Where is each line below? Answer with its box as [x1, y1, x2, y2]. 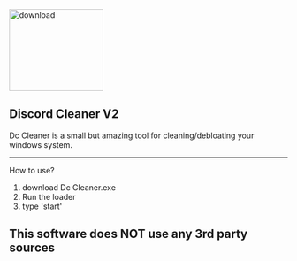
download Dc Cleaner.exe [21, 181, 117, 193]
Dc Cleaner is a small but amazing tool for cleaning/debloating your [9, 130, 255, 141]
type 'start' [21, 201, 63, 211]
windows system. [9, 139, 73, 150]
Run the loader [21, 191, 77, 202]
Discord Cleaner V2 [9, 106, 119, 122]
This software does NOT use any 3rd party [9, 226, 248, 242]
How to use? [9, 165, 55, 175]
